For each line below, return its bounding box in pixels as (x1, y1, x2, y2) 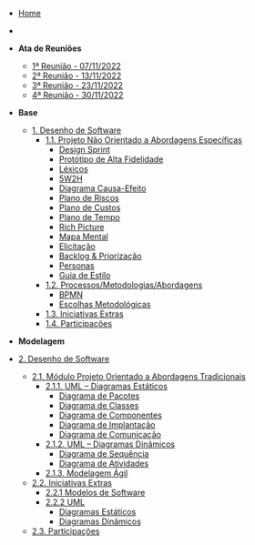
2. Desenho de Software (17, 354, 110, 364)
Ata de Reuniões (17, 43, 82, 54)
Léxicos (58, 164, 88, 174)
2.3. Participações (31, 526, 100, 536)
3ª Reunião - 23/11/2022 (31, 80, 124, 90)
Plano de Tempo (58, 212, 120, 222)
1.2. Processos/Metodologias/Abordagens (45, 279, 203, 290)
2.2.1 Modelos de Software (45, 487, 146, 498)
